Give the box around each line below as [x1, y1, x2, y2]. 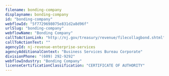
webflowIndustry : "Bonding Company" [5, 58, 82, 63]
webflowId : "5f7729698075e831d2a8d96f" [5, 21, 89, 26]
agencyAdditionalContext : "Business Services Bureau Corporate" [5, 49, 143, 54]
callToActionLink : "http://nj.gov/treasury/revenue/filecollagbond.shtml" [5, 35, 165, 40]
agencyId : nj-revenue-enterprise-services [5, 44, 96, 49]
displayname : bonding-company [5, 12, 69, 17]
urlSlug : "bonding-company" [5, 26, 64, 31]
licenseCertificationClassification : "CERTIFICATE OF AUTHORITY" [5, 63, 145, 68]
